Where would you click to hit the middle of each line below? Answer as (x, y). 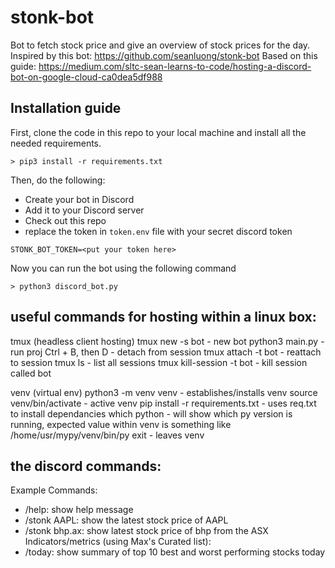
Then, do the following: (58, 180)
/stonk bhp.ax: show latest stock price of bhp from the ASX (146, 531)
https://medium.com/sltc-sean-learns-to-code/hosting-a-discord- (175, 66)
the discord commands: (86, 466)
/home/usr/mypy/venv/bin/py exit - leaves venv (107, 435)
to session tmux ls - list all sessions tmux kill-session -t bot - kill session (159, 362)
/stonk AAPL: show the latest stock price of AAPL (126, 520)
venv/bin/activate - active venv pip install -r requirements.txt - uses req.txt (163, 403)
